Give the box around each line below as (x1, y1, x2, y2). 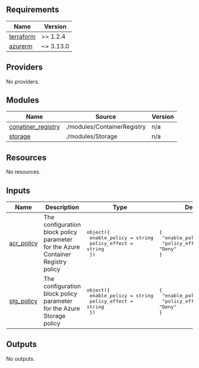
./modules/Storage (65, 132, 118, 141)
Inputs (6, 185, 31, 195)
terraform (9, 32, 36, 40)
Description (45, 203, 79, 211)
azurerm (9, 42, 33, 50)
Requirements (6, 5, 59, 15)
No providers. (6, 78, 40, 85)
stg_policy (9, 297, 38, 305)
